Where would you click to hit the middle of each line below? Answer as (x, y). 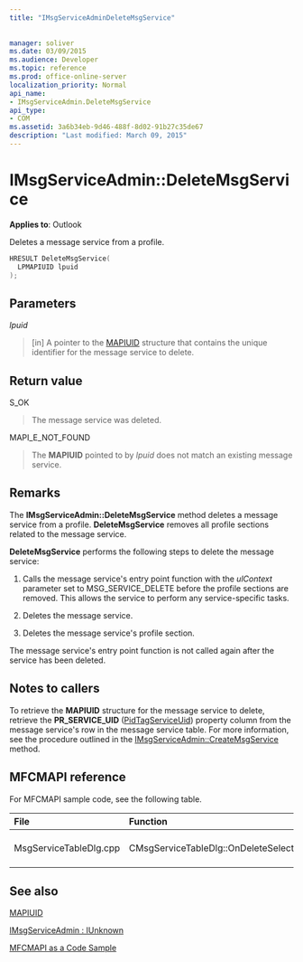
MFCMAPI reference (68, 777)
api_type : (28, 110)
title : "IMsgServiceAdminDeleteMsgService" (92, 18)
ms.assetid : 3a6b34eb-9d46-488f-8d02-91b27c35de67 (106, 127)
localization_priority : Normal (68, 85)
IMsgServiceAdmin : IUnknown (67, 930)
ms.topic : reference (48, 69)
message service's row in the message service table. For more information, (149, 730)
